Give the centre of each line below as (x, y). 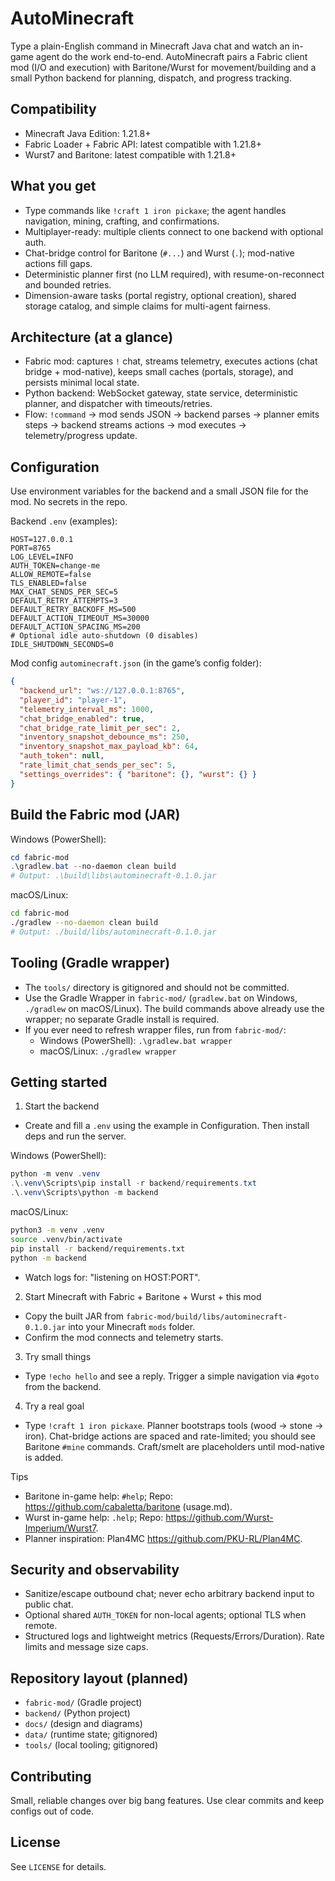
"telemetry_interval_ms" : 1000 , (87, 709)
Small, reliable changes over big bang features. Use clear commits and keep (167, 1800)
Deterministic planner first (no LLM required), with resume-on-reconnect (174, 274)
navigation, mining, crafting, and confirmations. (122, 221)
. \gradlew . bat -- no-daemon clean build (93, 867)
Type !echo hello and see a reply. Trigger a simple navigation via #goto (172, 1376)
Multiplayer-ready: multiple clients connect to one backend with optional (174, 231)
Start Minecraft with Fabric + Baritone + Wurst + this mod (143, 1296)
